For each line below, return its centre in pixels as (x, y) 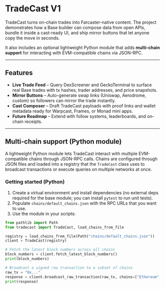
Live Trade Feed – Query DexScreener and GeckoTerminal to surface (82, 85)
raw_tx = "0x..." (23, 272)
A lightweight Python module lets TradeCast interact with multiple (71, 153)
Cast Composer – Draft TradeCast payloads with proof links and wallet (84, 106)
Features (19, 73)
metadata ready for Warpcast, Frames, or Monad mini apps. (73, 111)
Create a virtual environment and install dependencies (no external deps (85, 192)
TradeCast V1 (33, 9)
